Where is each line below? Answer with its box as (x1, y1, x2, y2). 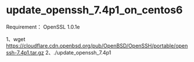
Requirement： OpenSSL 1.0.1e (6, 23, 80, 30)
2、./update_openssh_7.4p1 (45, 49, 112, 56)
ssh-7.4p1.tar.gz (6, 49, 44, 56)
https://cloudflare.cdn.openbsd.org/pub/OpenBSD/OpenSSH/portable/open (6, 42, 188, 49)
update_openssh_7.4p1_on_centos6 (6, 3, 183, 17)
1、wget (6, 35, 26, 42)
